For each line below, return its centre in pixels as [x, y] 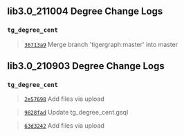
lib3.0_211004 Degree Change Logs [85, 11]
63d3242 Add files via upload [64, 126]
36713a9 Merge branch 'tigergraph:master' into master [101, 44]
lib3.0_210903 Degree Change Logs [86, 66]
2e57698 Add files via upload [64, 99]
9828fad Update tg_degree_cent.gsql [76, 113]
